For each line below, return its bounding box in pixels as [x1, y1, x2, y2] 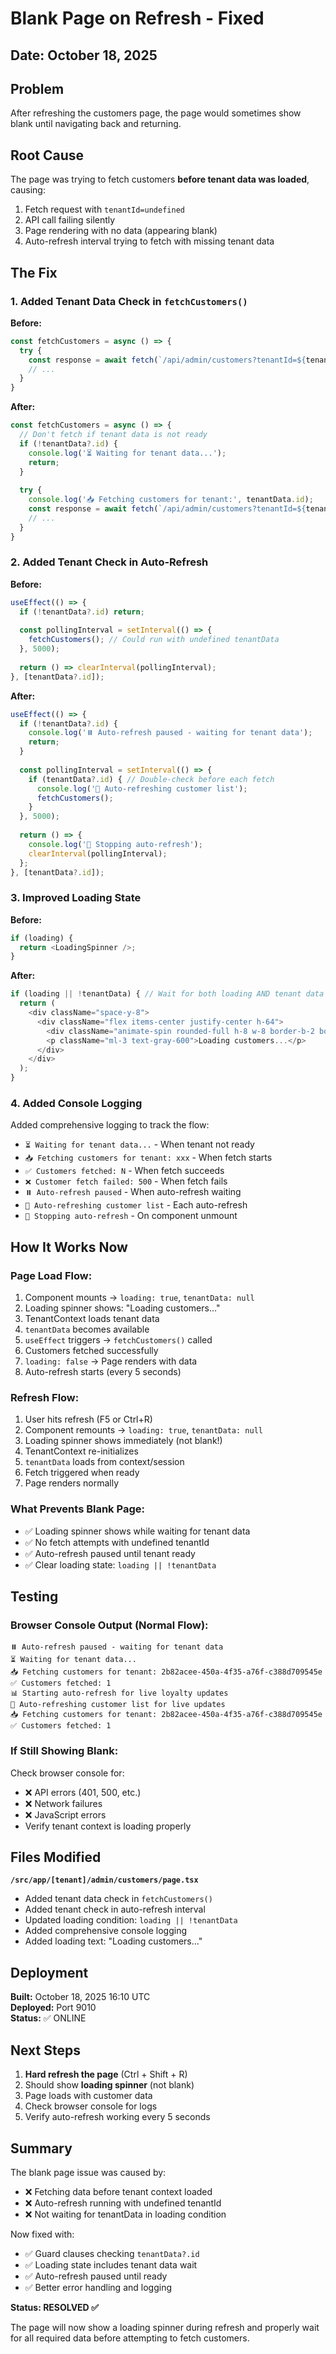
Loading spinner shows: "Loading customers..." [24, 1302, 221, 1314]
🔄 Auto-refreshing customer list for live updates [10, 1700, 226, 1710]
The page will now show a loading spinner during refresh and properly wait [10, 2321, 320, 2333]
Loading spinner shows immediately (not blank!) [24, 1435, 223, 1447]
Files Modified [10, 1849, 102, 1866]
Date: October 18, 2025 [10, 47, 158, 64]
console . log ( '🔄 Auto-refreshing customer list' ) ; [36, 783, 248, 794]
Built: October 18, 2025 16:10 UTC [10, 1991, 151, 2003]
